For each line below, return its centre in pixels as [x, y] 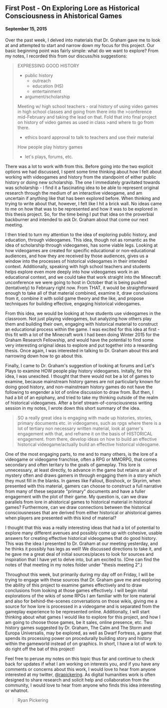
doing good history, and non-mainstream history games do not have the [79, 387]
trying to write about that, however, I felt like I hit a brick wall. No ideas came [83, 203]
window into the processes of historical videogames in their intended [76, 261]
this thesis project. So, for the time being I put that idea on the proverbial [80, 214]
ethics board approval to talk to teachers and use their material [89, 137]
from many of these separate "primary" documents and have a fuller [75, 491]
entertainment [47, 91]
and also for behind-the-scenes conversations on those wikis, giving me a [82, 601]
